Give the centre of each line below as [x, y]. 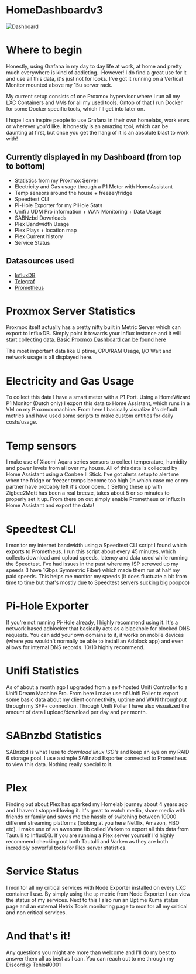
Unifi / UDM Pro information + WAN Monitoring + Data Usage [88, 211]
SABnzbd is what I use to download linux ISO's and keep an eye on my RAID [98, 752]
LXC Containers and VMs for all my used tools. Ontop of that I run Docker [94, 102]
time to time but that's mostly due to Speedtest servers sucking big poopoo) [98, 582]
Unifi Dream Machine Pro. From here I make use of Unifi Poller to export [92, 694]
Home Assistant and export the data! [50, 505]
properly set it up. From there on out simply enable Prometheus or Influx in [96, 499]
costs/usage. [22, 422]
